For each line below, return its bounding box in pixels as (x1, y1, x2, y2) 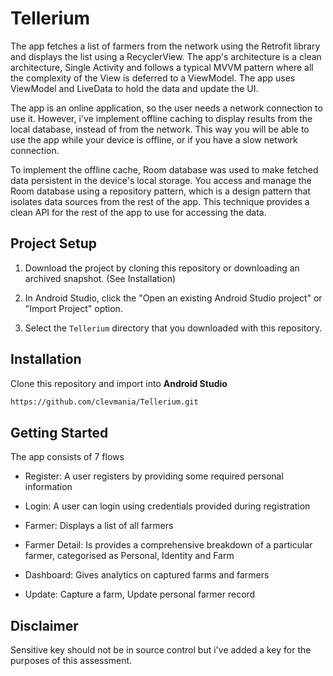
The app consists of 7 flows (10, 451, 125, 463)
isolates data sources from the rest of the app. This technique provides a (10, 195, 310, 207)
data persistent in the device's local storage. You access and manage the (10, 174, 312, 186)
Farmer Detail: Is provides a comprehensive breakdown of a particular (24, 539, 313, 551)
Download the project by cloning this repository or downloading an (24, 262, 300, 274)
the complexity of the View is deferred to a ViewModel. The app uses (10, 72, 296, 84)
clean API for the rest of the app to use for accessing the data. (10, 206, 267, 218)
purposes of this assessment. (10, 655, 133, 667)
